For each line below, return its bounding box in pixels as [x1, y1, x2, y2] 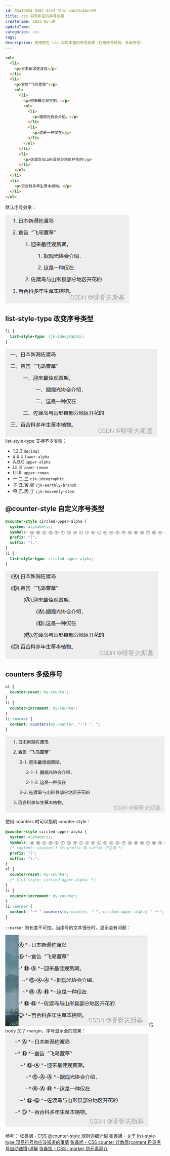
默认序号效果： [5, 204, 36, 210]
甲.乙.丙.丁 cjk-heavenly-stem [12, 488, 74, 494]
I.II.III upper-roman [12, 469, 49, 476]
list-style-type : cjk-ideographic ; [10, 334, 85, 339]
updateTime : [5, 24, 30, 29]
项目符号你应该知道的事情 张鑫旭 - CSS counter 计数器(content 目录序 [16, 1139, 161, 1145]
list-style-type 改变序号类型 [5, 314, 94, 323]
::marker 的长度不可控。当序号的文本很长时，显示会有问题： [5, 924, 132, 931]
